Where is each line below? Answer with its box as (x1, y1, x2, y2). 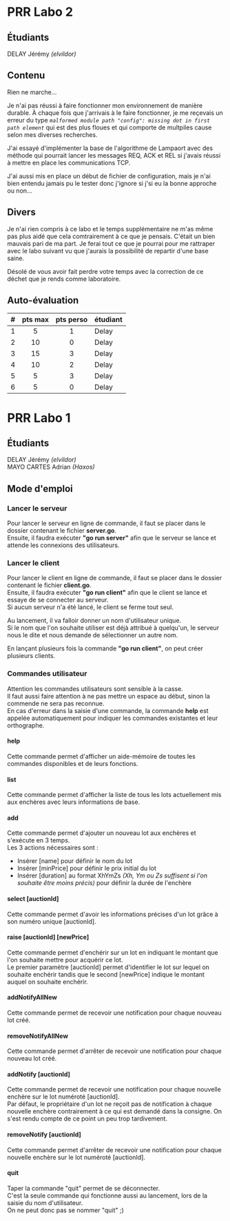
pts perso (55, 315, 88, 324)
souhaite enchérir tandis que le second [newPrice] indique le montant (7, 970, 205, 978)
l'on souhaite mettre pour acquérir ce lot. (7, 955, 123, 964)
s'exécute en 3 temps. (7, 836, 70, 845)
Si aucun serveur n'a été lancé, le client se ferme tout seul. (7, 603, 174, 611)
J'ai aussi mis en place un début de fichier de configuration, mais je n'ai (7, 171, 211, 180)
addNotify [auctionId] (7, 1070, 71, 1078)
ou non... (7, 187, 32, 195)
